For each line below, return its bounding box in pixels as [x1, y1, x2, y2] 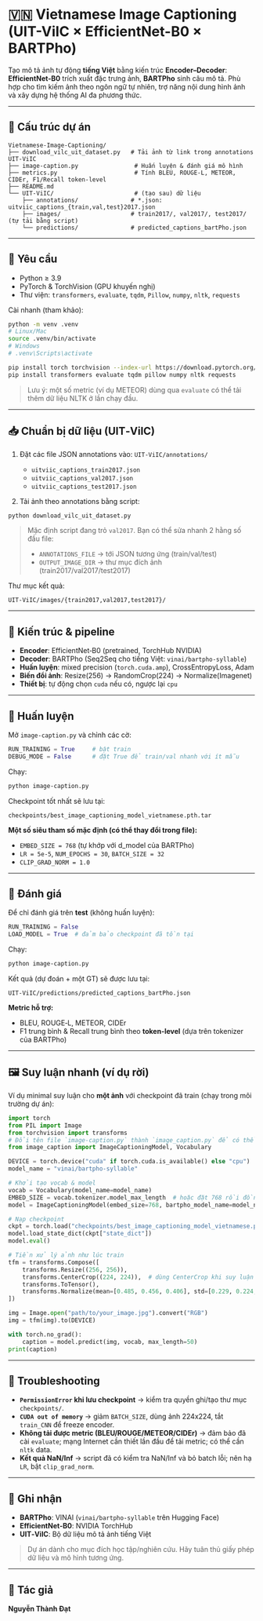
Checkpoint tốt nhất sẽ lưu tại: [8, 796, 106, 805]
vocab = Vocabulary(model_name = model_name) [8, 1186, 153, 1194]
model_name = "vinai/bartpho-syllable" [8, 1165, 139, 1173]
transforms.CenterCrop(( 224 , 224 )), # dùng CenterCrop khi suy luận [22, 1273, 254, 1281]
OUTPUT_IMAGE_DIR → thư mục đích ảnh [38, 557, 163, 567]
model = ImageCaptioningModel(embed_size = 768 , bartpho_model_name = [8, 1201, 233, 1209]
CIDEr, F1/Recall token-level [8, 175, 107, 184]
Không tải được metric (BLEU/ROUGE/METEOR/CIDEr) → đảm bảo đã [19, 1429, 247, 1438]
